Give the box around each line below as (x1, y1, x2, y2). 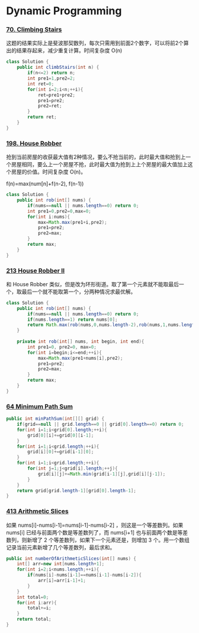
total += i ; (27, 605, 52, 611)
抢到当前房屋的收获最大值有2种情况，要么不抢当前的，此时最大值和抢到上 (6, 153, 186, 161)
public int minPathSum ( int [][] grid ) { (6, 416, 105, 422)
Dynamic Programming (6, 4, 122, 18)
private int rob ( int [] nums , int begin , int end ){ (17, 338, 145, 345)
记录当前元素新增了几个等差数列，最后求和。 (6, 543, 115, 550)
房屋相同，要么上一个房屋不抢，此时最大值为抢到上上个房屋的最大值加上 (11, 161, 188, 168)
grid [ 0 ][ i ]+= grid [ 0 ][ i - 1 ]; (27, 432, 94, 438)
